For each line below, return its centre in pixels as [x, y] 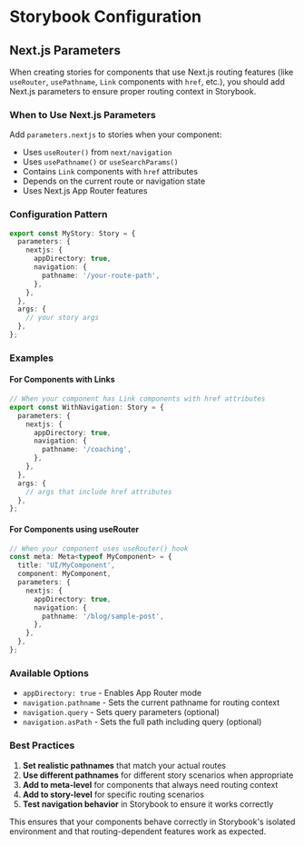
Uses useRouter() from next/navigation [97, 153]
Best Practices [42, 745]
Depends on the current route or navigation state [114, 181]
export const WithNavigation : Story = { [87, 407]
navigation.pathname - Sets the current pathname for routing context [151, 702]
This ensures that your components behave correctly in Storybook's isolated [152, 821]
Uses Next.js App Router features [85, 191]
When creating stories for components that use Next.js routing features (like [152, 72]
